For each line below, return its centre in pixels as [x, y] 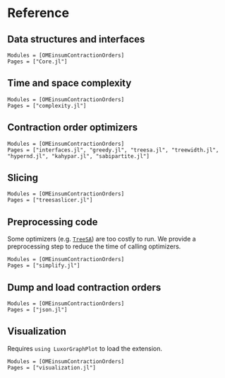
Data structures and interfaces [76, 39]
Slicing [23, 178]
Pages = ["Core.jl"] [38, 62]
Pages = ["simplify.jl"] [44, 266]
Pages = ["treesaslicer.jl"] [50, 200]
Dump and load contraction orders [84, 287]
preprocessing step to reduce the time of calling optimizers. [94, 246]
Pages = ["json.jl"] [38, 310]
